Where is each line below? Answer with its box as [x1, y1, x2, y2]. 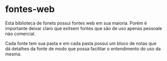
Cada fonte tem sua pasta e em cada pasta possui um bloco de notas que [5, 40, 157, 46]
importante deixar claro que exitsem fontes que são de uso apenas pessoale [5, 25, 163, 31]
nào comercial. [5, 30, 36, 36]
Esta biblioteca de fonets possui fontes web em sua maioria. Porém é [5, 20, 147, 26]
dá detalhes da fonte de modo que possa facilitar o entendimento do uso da [5, 45, 161, 51]
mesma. [5, 51, 21, 57]
